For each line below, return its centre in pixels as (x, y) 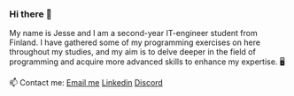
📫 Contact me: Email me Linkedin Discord (86, 83)
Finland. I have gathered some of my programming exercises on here (135, 42)
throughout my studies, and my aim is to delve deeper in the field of (133, 52)
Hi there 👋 (31, 14)
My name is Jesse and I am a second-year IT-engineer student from (134, 33)
